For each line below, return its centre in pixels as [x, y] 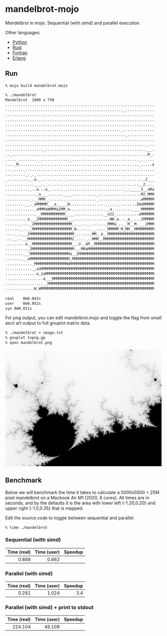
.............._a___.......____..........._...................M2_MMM [80, 194]
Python [20, 42]
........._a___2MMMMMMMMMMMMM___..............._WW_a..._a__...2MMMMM [80, 219]
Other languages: [23, 32]
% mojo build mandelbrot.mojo [37, 85]
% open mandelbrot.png [29, 343]
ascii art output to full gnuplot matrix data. [48, 323]
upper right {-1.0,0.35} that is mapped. [44, 508]
